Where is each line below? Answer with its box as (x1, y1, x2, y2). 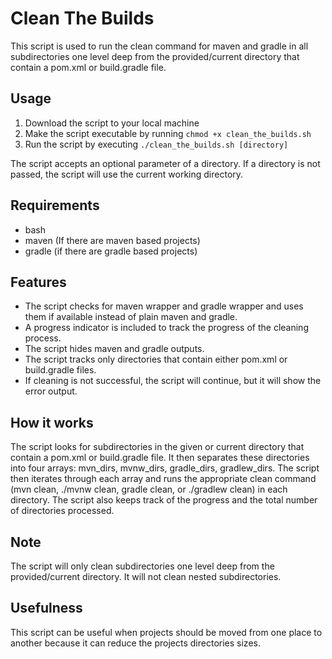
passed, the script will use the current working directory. (10, 168, 244, 180)
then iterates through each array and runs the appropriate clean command (10, 473, 317, 485)
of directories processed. (10, 505, 115, 517)
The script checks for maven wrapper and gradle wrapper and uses (24, 300, 304, 312)
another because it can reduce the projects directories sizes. (10, 637, 261, 649)
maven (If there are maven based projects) (24, 234, 201, 246)
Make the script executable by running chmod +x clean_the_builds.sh (24, 127, 312, 139)
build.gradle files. (24, 364, 97, 376)
